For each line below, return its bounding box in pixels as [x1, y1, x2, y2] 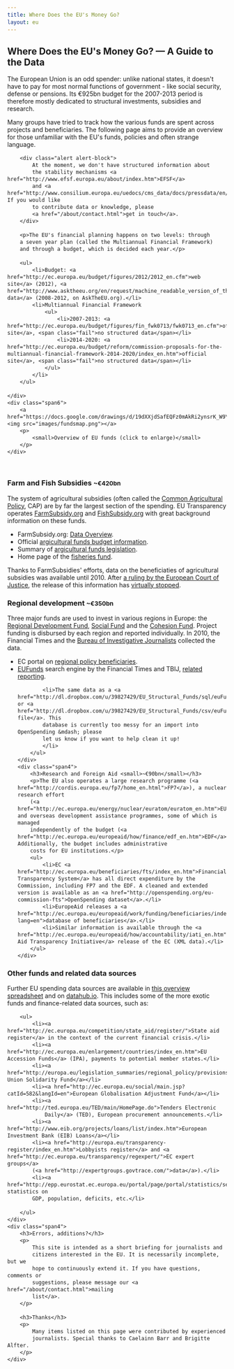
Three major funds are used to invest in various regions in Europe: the [7, 614, 208, 622]
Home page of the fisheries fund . [17, 552, 113, 561]
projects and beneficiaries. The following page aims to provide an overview [7, 126, 224, 134]
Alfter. [7, 1342, 30, 1349]
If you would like [7, 196, 61, 204]
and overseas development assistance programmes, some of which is [17, 812, 217, 819]
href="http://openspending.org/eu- [111, 889, 214, 896]
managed [17, 819, 40, 826]
